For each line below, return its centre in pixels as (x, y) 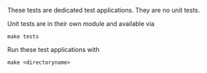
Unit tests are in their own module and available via (81, 24)
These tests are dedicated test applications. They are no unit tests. (103, 10)
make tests (23, 36)
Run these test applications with (53, 49)
